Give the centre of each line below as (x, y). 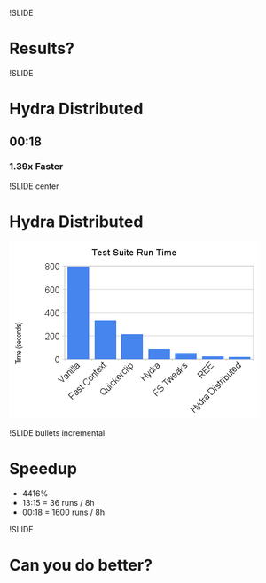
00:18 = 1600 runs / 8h (63, 512)
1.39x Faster (36, 167)
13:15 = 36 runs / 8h (58, 502)
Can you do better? (81, 565)
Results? (42, 49)
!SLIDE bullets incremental (57, 432)
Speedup (43, 468)
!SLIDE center (34, 186)
